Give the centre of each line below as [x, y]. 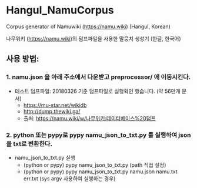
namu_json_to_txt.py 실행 [45, 157]
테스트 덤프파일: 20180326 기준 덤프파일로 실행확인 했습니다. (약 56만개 [97, 91]
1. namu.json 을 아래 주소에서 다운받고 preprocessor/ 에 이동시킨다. [98, 77]
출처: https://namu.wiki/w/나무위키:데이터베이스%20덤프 [89, 118]
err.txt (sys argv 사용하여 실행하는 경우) [69, 178]
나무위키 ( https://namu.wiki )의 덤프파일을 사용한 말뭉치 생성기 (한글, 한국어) [94, 38]
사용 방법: [23, 59]
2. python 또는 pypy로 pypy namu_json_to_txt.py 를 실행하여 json [98, 135]
